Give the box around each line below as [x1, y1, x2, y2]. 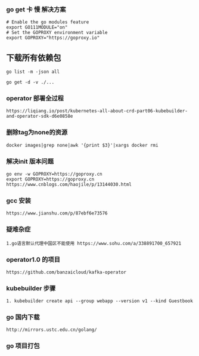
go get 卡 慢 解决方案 [6, 5, 67, 13]
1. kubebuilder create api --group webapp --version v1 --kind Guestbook [6, 298, 194, 304]
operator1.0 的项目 [6, 255, 61, 263]
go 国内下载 [6, 313, 40, 321]
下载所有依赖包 [6, 53, 61, 63]
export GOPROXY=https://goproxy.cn [6, 176, 95, 182]
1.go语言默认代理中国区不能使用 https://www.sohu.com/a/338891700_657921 [6, 240, 182, 246]
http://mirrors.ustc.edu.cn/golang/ [6, 327, 97, 333]
